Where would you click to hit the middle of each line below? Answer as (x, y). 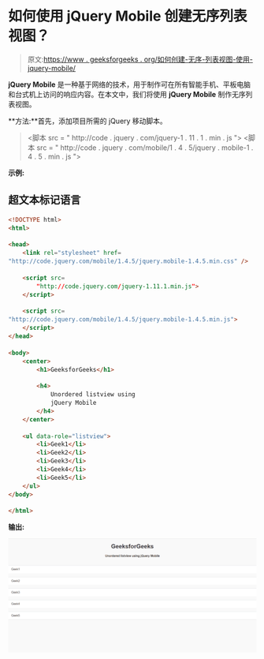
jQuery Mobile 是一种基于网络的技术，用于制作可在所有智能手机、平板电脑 (129, 84)
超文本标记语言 (45, 200)
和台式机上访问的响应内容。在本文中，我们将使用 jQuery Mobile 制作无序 (127, 94)
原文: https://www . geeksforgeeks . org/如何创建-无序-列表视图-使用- (140, 59)
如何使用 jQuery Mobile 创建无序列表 (128, 16)
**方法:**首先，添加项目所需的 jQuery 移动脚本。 (87, 121)
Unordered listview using (93, 395)
